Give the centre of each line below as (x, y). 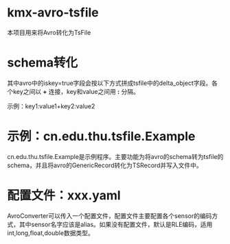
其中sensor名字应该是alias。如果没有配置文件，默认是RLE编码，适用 (116, 224)
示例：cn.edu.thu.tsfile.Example (101, 137)
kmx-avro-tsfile (53, 13)
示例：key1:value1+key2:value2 (51, 106)
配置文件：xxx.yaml (64, 195)
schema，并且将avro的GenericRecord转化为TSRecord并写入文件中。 (105, 165)
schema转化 (43, 63)
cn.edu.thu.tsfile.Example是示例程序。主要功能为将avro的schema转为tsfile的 (115, 156)
